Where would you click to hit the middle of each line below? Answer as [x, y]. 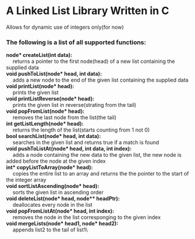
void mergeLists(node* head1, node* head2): [62, 224]
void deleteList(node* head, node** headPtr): [63, 198]
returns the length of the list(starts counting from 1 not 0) [81, 130]
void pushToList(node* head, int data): [54, 74]
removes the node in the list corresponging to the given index [87, 217]
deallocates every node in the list [52, 205]
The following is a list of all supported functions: [76, 42]
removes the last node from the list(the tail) [65, 117]
